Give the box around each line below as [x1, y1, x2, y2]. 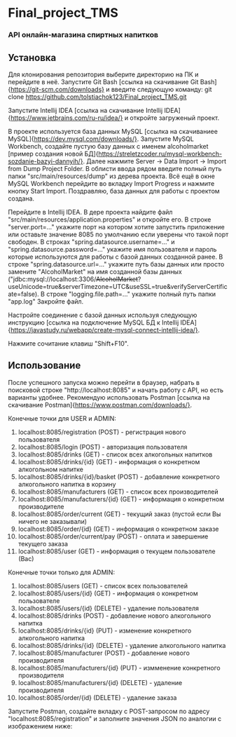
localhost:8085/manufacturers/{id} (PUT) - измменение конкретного [18, 663, 221, 672]
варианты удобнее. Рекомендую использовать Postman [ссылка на [8, 393, 211, 401]
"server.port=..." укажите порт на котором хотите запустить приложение [8, 222, 225, 231]
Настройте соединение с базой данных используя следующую [8, 311, 197, 319]
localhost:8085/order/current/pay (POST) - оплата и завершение [18, 532, 209, 541]
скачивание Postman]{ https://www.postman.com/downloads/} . [8, 400, 193, 409]
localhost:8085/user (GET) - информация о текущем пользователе [18, 547, 216, 555]
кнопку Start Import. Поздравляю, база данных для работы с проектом [8, 187, 220, 195]
